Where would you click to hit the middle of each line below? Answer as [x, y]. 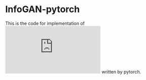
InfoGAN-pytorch [43, 9]
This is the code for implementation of [45, 23]
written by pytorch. [121, 71]
